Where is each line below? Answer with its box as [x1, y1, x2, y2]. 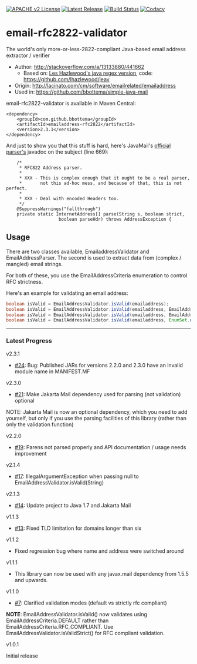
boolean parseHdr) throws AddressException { [58, 216, 172, 222]
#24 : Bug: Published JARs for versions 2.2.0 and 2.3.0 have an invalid [14, 361, 184, 368]
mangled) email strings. [6, 260, 63, 267]
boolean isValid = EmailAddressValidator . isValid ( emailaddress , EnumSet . [6, 317, 191, 323]
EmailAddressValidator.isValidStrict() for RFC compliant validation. [6, 629, 165, 636]
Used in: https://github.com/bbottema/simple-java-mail [14, 88, 148, 95]
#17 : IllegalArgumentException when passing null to [14, 473, 139, 480]
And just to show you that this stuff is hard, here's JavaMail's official [6, 142, 171, 149]
